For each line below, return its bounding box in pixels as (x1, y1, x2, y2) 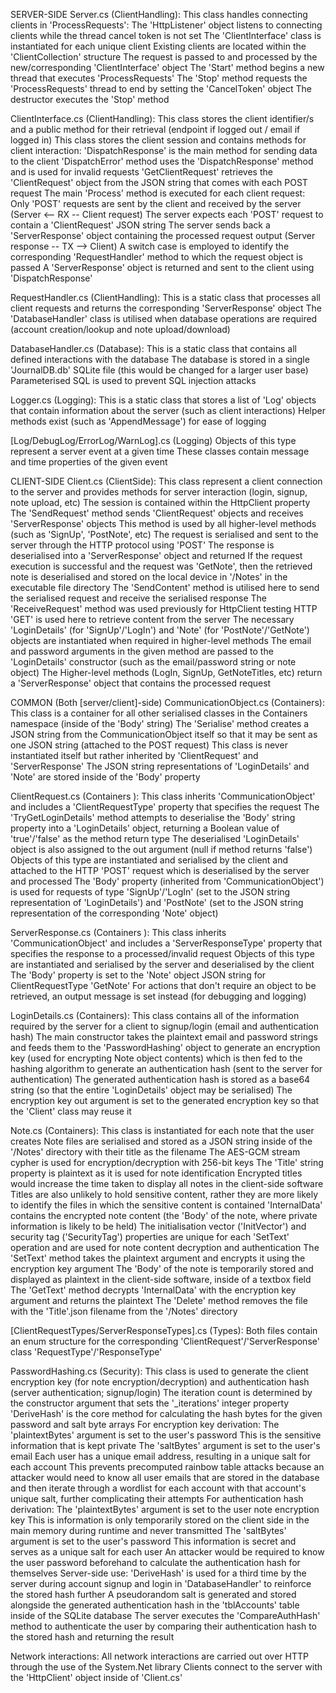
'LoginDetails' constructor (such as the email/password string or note (10, 656, 297, 668)
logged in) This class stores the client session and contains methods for (10, 134, 307, 146)
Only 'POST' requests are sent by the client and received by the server (10, 198, 302, 209)
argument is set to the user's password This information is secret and (10, 1535, 297, 1547)
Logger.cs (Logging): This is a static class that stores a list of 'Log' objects (10, 394, 317, 406)
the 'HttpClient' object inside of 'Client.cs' (10, 1672, 183, 1683)
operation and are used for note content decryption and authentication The (10, 1242, 320, 1253)
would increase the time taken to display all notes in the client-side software (10, 1178, 324, 1189)
